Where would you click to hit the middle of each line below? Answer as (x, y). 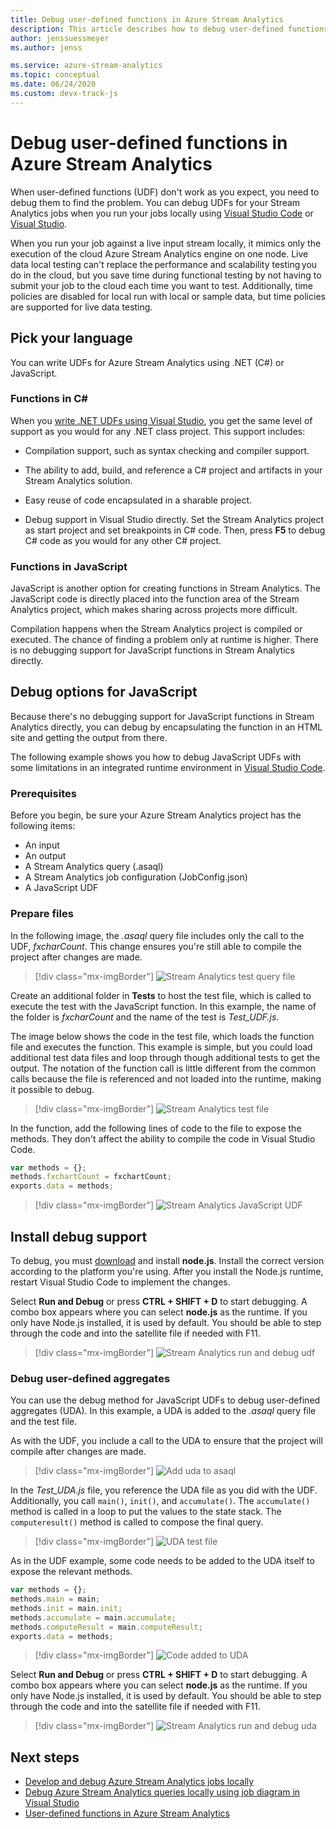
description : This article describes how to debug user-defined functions (169, 29)
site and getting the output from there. (89, 737)
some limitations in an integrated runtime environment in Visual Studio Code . (168, 767)
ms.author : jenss (46, 47)
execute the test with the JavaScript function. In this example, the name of (163, 1006)
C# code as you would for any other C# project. (123, 540)
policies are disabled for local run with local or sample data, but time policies (168, 296)
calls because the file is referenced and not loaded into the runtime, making (166, 1078)
